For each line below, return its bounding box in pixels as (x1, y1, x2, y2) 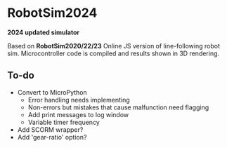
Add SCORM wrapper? (17, 125, 84, 134)
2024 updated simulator (7, 28, 79, 36)
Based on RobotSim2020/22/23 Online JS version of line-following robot (7, 41, 220, 50)
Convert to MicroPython (17, 88, 88, 96)
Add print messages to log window (27, 110, 129, 119)
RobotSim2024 (7, 5, 98, 21)
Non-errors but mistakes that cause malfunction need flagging (27, 103, 209, 112)
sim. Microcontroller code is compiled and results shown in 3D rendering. (7, 49, 220, 58)
